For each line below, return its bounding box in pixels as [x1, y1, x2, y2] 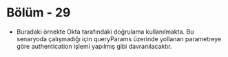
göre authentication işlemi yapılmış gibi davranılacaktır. [16, 42, 172, 50]
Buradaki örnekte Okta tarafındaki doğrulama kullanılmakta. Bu [16, 27, 194, 36]
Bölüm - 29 [6, 5, 71, 21]
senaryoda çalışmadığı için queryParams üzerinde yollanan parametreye [16, 34, 222, 43]
